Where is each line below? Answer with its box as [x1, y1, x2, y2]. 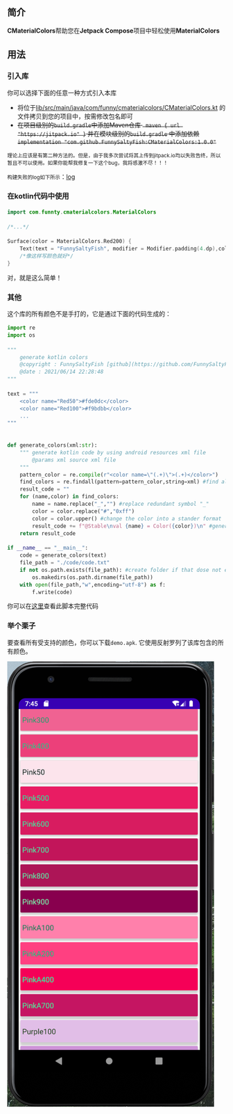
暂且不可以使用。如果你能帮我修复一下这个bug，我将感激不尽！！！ [7, 159, 169, 166]
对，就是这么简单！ [7, 273, 62, 282]
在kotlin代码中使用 [7, 191, 69, 201]
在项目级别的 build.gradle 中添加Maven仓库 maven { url [17, 120, 180, 129]
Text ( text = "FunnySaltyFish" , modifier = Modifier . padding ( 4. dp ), [19, 246, 218, 253]
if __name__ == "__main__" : [7, 545, 89, 552]
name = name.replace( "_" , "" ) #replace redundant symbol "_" [32, 500, 209, 508]
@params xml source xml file [32, 456, 116, 463]
